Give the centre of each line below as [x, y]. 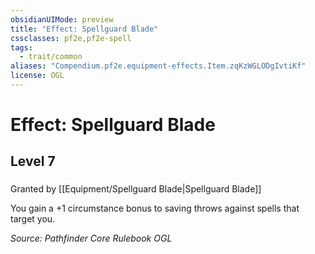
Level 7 [33, 161]
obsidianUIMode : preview [62, 19]
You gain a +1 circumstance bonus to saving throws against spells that [155, 208]
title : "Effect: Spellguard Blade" [84, 29]
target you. [33, 219]
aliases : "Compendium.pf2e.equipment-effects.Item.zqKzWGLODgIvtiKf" [158, 66]
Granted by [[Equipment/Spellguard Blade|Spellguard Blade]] [136, 189]
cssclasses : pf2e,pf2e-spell [71, 38]
